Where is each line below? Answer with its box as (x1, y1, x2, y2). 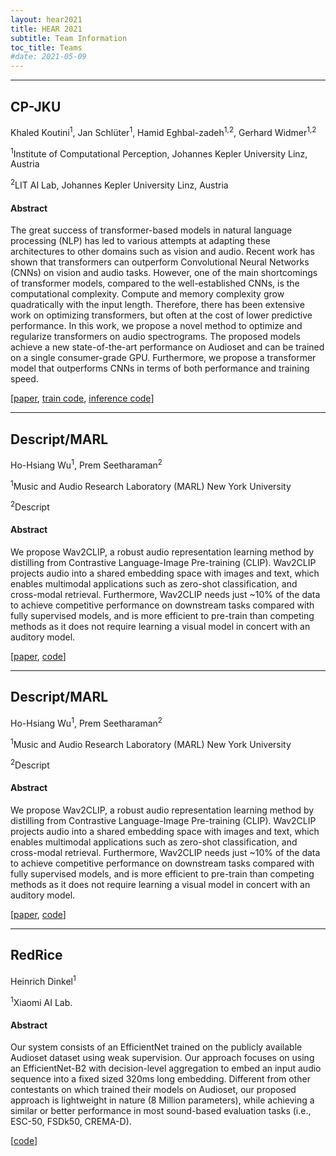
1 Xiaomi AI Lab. (10, 994, 73, 1008)
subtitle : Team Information (10, 33, 128, 43)
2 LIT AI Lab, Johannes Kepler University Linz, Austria (10, 177, 229, 191)
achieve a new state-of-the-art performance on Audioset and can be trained (10, 341, 325, 353)
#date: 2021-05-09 (10, 52, 87, 62)
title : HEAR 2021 (10, 24, 83, 34)
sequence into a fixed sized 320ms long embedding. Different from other (10, 1073, 311, 1085)
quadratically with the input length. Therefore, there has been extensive (10, 299, 305, 311)
